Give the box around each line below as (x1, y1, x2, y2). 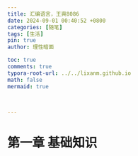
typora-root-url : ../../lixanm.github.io (7, 69, 132, 77)
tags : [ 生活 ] (7, 30, 44, 38)
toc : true (7, 56, 37, 64)
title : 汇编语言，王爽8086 (7, 10, 79, 18)
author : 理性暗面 (7, 43, 54, 51)
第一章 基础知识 (7, 135, 98, 150)
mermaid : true (7, 83, 50, 90)
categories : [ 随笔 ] (7, 24, 63, 31)
